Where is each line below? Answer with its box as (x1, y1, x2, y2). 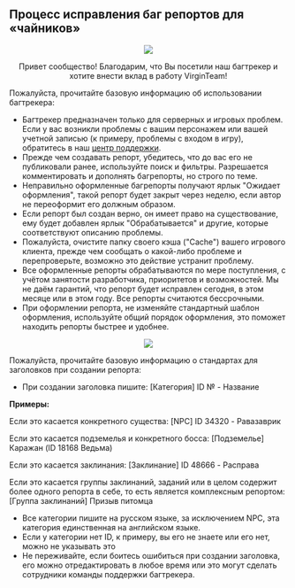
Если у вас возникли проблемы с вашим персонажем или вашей (21, 123, 269, 134)
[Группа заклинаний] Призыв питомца (9, 495, 153, 506)
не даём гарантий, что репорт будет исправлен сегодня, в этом (21, 283, 264, 294)
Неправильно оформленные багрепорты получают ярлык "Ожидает (21, 180, 281, 190)
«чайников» (9, 21, 81, 36)
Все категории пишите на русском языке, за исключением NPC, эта (21, 513, 280, 523)
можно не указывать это (21, 540, 117, 552)
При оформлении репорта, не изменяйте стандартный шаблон (21, 302, 260, 313)
